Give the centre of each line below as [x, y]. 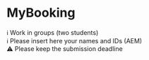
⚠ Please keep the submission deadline [65, 48]
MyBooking [41, 13]
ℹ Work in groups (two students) [53, 32]
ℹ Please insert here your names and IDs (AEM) [74, 40]
